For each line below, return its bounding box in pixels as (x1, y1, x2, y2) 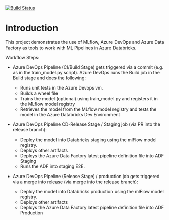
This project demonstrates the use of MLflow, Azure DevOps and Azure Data (5, 39, 164, 45)
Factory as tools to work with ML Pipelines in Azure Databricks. (5, 45, 137, 51)
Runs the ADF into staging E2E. (20, 163, 85, 169)
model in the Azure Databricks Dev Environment (20, 111, 120, 117)
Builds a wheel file (20, 90, 59, 96)
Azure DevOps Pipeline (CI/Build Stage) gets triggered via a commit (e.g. (12, 64, 164, 70)
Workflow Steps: (5, 54, 40, 60)
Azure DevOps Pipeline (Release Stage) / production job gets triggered (12, 173, 160, 179)
